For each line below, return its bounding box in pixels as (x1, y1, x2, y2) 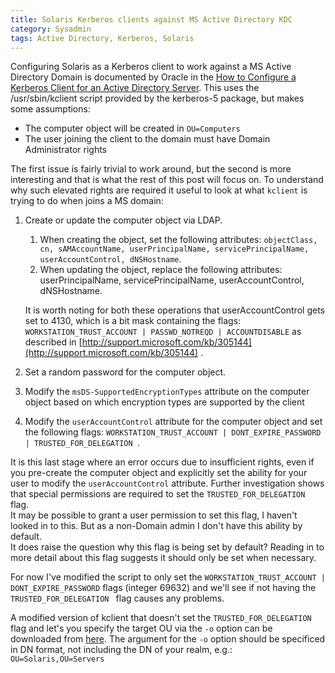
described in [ (24, 336, 83, 348)
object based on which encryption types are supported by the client (24, 396, 305, 408)
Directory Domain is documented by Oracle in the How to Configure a (10, 71, 297, 83)
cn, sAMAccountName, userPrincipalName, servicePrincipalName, (39, 244, 310, 255)
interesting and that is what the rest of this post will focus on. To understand (10, 174, 324, 186)
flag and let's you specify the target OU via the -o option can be (10, 622, 273, 635)
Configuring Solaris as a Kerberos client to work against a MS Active (10, 61, 292, 73)
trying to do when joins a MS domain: (10, 195, 164, 207)
